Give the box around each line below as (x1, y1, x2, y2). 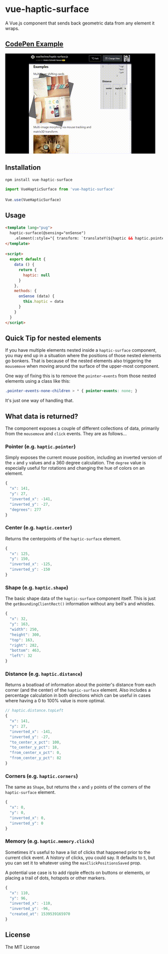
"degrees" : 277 (9, 507, 41, 512)
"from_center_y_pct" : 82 (9, 755, 61, 761)
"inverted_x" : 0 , (9, 815, 46, 820)
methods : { (14, 289, 37, 294)
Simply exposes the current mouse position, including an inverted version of (5, 454, 162, 461)
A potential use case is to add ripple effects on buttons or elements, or (5, 869, 150, 875)
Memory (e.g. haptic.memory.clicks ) (5, 838, 94, 845)
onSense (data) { (18, 294, 55, 299)
